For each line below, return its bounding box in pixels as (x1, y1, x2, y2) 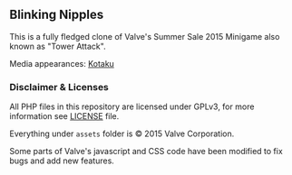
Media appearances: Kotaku (9, 58, 115, 69)
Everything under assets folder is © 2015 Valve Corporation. (9, 128, 235, 139)
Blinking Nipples (9, 7, 104, 23)
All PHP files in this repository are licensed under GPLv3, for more (9, 101, 255, 112)
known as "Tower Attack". (9, 41, 106, 51)
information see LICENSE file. (9, 111, 120, 122)
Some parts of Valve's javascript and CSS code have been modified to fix (9, 146, 283, 157)
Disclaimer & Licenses (9, 80, 109, 93)
